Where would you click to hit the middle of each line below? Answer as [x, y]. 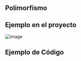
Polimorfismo [26, 8]
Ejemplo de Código [35, 52]
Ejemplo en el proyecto [41, 25]
